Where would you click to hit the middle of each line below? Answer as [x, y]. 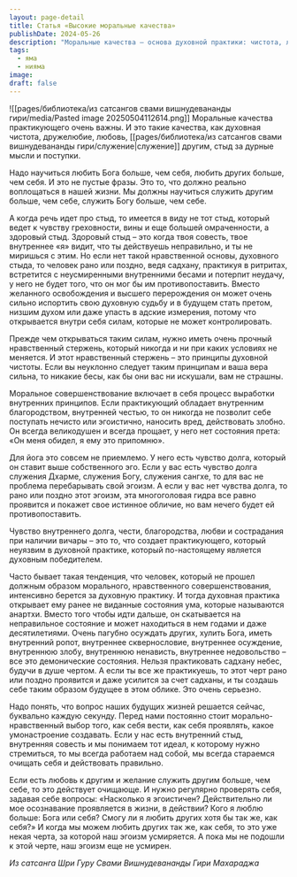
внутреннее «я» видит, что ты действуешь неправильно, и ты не [131, 246]
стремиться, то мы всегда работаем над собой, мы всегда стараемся [142, 753]
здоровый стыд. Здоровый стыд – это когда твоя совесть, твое [129, 236]
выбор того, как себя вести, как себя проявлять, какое [170, 725]
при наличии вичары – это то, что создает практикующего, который [138, 540]
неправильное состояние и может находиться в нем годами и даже [138, 623]
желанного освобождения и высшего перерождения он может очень [141, 293]
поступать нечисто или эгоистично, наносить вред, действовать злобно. [147, 421]
